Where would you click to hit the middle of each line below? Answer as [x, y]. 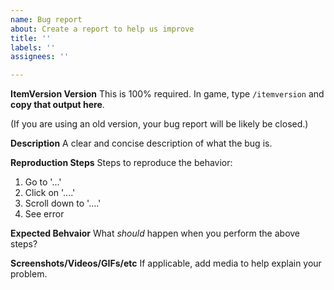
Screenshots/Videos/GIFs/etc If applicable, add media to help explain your [166, 263]
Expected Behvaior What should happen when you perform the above [155, 233]
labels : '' [33, 47]
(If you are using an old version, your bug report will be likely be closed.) [159, 124]
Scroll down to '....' [63, 203]
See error [44, 214]
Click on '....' [50, 193]
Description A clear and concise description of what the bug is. [141, 143]
